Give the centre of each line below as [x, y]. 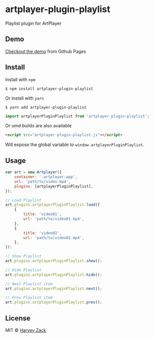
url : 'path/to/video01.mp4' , [54, 219]
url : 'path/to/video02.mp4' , [54, 238]
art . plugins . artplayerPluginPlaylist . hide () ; [54, 275]
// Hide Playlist [23, 270]
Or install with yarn [25, 98]
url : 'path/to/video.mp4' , [43, 181]
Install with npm [20, 79]
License [18, 318]
